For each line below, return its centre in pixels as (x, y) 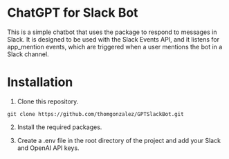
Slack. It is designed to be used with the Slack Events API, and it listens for (113, 39)
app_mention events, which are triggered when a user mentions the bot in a (115, 47)
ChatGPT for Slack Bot (73, 13)
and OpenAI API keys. (48, 148)
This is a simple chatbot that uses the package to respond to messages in (112, 32)
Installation (40, 82)
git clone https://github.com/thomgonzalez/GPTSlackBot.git (96, 114)
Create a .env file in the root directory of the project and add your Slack (119, 140)
